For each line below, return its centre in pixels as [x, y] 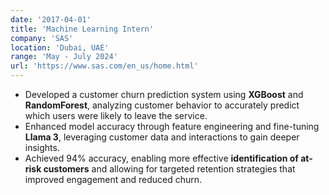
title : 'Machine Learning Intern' [82, 29]
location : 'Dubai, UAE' [60, 47]
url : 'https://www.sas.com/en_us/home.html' [104, 66]
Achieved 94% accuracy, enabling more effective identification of [161, 158]
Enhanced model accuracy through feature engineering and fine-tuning [172, 126]
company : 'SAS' [42, 38]
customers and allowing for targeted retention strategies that [169, 169]
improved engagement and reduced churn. [113, 179]
